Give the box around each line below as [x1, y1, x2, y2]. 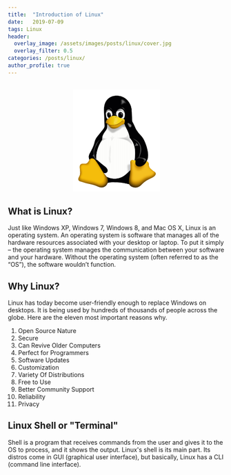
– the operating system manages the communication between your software [8, 245, 225, 254]
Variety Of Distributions [17, 370, 85, 378]
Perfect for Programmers [17, 348, 89, 356]
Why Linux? [8, 280, 60, 292]
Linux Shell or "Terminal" [8, 420, 119, 432]
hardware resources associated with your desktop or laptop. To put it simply [8, 239, 224, 247]
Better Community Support [17, 385, 95, 393]
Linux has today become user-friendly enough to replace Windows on [8, 299, 206, 307]
